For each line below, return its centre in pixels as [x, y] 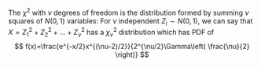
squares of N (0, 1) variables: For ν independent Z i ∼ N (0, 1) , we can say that [130, 21]
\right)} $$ [132, 55]
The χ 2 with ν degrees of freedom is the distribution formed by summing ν [129, 12]
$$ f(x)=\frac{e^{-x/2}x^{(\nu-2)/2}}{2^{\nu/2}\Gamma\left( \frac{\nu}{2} [132, 46]
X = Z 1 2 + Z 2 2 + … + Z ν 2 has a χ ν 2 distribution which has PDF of [111, 32]
